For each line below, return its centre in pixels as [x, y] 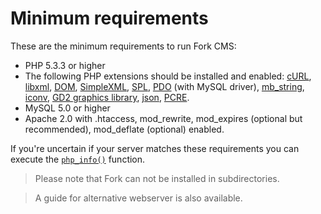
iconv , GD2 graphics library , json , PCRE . [107, 97]
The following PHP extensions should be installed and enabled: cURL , [168, 76]
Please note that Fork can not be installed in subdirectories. [157, 178]
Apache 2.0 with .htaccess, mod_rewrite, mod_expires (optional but [163, 118]
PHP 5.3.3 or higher [65, 65]
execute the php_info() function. [78, 159]
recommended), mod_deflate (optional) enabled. [124, 129]
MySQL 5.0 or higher [67, 108]
